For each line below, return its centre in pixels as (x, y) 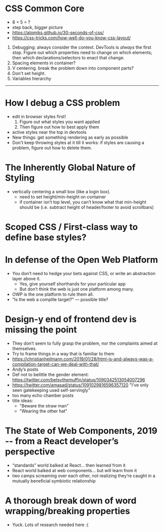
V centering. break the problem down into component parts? (73, 68)
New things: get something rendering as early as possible (70, 137)
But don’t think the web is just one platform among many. (77, 289)
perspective (30, 452)
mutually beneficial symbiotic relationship (54, 481)
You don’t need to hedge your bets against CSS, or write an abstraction (84, 273)
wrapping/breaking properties (68, 511)
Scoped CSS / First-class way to (72, 227)
